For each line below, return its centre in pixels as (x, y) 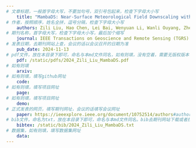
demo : (23, 103)
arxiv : (24, 71)
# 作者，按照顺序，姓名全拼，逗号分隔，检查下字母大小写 (65, 22)
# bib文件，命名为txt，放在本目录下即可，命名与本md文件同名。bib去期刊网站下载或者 (97, 120)
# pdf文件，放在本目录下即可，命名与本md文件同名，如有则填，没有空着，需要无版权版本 (98, 55)
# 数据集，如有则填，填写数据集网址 (43, 131)
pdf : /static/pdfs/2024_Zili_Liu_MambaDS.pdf (73, 60)
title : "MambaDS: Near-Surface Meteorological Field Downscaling (98, 17)
